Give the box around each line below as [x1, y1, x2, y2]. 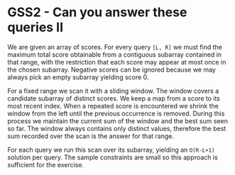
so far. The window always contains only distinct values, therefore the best [7, 124, 226, 132]
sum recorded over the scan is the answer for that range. [7, 132, 174, 140]
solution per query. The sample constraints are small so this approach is [7, 153, 218, 162]
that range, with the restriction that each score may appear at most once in [7, 57, 226, 66]
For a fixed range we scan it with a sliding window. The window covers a [7, 86, 219, 95]
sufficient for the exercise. [7, 160, 84, 169]
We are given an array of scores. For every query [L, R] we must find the [7, 43, 222, 51]
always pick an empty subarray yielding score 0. [7, 72, 149, 81]
